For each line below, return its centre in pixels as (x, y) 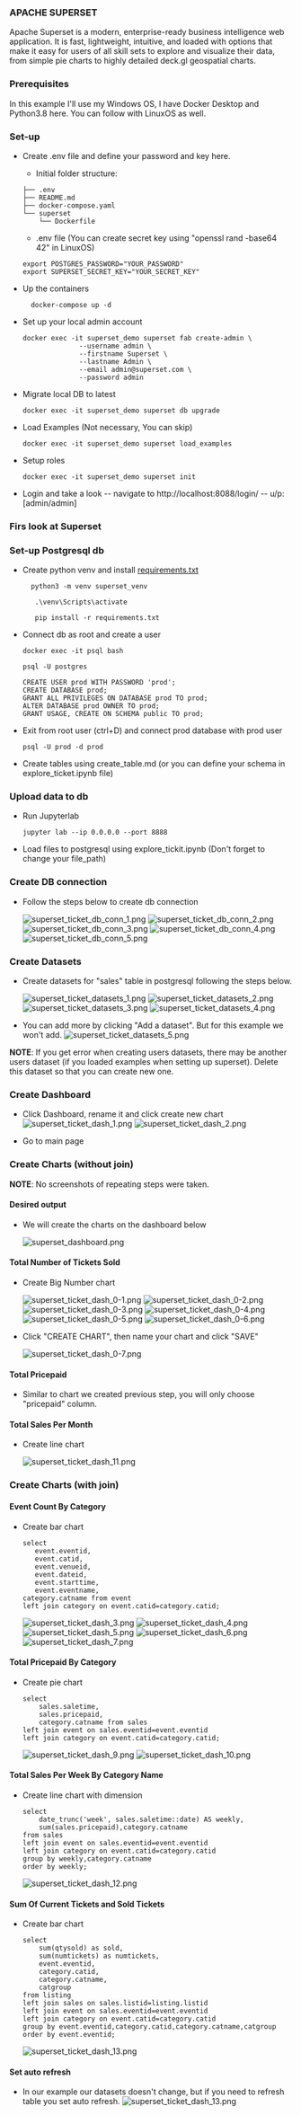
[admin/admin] (49, 503)
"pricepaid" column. (59, 1404)
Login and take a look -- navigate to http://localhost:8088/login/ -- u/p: (153, 493)
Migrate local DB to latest (69, 394)
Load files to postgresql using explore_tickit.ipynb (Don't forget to (143, 849)
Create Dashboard (50, 1094)
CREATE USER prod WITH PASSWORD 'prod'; (99, 683)
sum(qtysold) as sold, (81, 1948)
